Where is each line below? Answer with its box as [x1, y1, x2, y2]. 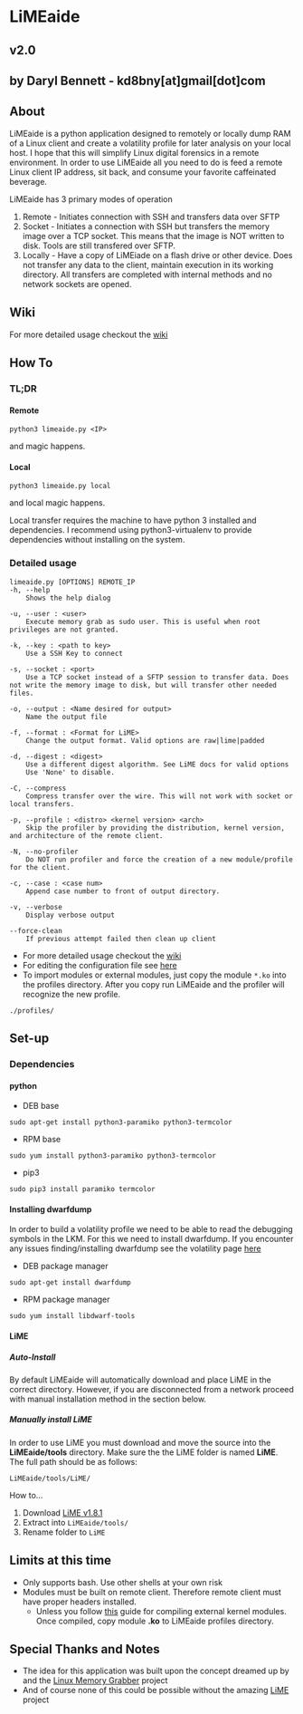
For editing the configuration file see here [22, 959, 178, 970]
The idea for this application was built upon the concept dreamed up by [22, 1665, 289, 1677]
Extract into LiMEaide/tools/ [22, 1517, 129, 1527]
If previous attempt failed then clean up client [25, 934, 217, 943]
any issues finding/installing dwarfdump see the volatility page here [9, 1243, 261, 1254]
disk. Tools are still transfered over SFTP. [22, 240, 176, 251]
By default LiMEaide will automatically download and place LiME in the [9, 1374, 271, 1385]
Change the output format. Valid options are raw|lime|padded [25, 736, 265, 745]
